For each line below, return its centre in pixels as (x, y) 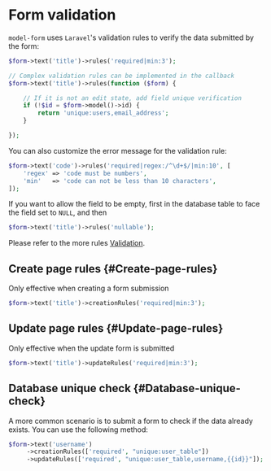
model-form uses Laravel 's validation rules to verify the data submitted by (131, 37)
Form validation (62, 15)
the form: (24, 46)
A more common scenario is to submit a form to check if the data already (131, 421)
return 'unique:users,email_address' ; (103, 113)
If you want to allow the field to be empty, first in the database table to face (134, 204)
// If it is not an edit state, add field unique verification (133, 98)
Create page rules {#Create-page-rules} (113, 269)
